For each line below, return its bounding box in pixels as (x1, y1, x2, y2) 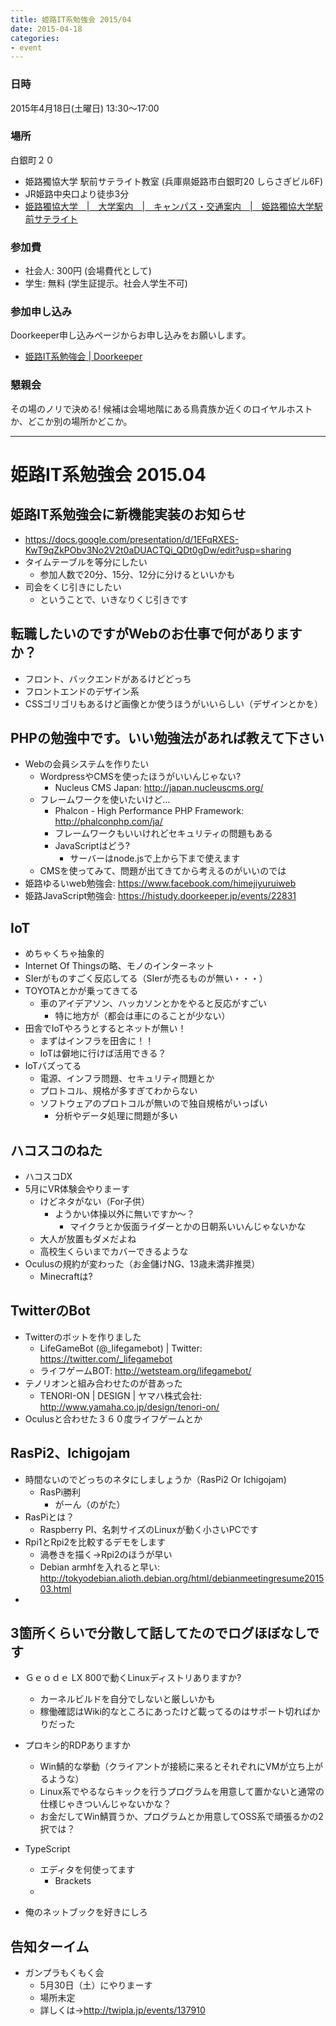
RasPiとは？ (24, 1511, 75, 1523)
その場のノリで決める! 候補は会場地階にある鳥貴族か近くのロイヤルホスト (10, 402, 313, 415)
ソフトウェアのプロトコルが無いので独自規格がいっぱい (39, 1097, 268, 1110)
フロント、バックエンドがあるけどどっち (24, 672, 192, 685)
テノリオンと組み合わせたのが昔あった (24, 1377, 183, 1389)
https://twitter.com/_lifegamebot (39, 1352, 173, 1365)
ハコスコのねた (10, 1142, 103, 1159)
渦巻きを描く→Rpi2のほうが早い (39, 1548, 173, 1560)
